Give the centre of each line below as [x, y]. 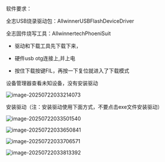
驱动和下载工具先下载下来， [48, 46]
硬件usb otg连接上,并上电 [45, 58]
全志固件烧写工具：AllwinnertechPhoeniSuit [59, 33]
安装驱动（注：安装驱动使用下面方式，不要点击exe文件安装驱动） [85, 107]
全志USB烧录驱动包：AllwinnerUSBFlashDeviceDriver [70, 21]
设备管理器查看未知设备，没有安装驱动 [52, 83]
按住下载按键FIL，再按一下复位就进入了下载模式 [72, 71]
